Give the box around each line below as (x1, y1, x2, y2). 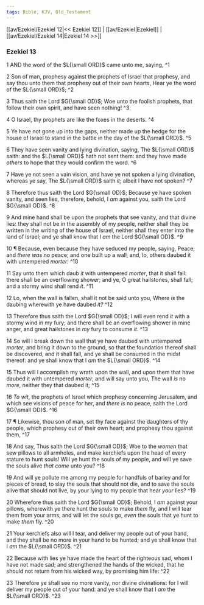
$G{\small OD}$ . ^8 (6, 201, 55, 209)
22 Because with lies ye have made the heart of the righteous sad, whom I (6, 554, 193, 562)
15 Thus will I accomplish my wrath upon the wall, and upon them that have (6, 368, 195, 376)
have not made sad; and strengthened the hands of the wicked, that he (6, 561, 185, 568)
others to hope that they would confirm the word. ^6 (6, 159, 137, 166)
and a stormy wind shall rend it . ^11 (6, 282, 93, 290)
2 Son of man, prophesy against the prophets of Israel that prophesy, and (6, 72, 191, 80)
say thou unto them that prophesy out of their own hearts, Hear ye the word (6, 79, 196, 86)
